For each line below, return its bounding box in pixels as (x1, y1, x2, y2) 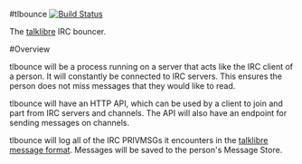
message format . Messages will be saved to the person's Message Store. (9, 145, 283, 155)
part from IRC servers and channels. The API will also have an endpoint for (9, 108, 288, 118)
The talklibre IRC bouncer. (9, 26, 107, 36)
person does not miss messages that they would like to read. (9, 81, 236, 91)
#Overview (9, 43, 51, 54)
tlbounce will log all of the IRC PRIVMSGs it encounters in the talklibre (9, 135, 269, 145)
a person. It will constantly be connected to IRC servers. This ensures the (9, 71, 283, 82)
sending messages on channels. (9, 118, 129, 128)
